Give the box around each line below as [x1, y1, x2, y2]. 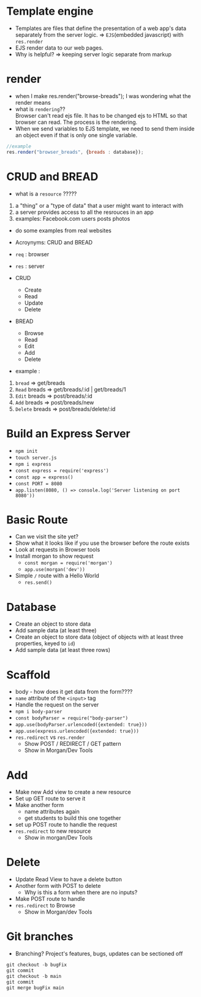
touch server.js [15, 455, 57, 461]
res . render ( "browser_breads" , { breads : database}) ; [6, 149, 144, 155]
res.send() [24, 580, 53, 586]
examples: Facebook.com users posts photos [15, 214, 131, 222]
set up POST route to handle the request [15, 821, 118, 828]
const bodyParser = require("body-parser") [15, 715, 129, 721]
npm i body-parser [15, 709, 63, 715]
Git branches [6, 930, 74, 944]
